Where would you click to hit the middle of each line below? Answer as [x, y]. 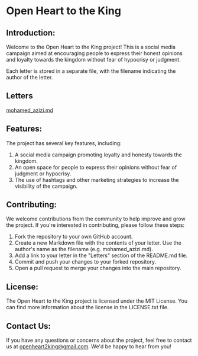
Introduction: [31, 33]
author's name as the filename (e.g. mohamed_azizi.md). [84, 249]
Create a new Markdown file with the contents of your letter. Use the [98, 243]
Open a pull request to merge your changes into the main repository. [98, 268]
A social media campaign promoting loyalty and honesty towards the [98, 155]
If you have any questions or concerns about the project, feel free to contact [99, 340]
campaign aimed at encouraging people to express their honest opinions [95, 53]
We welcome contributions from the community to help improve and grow [96, 219]
